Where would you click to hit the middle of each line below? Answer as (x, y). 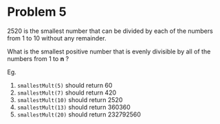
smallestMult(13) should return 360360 (74, 107)
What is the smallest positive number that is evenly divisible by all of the (109, 51)
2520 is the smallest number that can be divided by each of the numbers (110, 31)
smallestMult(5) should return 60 (65, 85)
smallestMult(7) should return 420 (67, 92)
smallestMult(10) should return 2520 (70, 99)
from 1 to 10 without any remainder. (57, 38)
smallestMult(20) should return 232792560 (79, 114)
